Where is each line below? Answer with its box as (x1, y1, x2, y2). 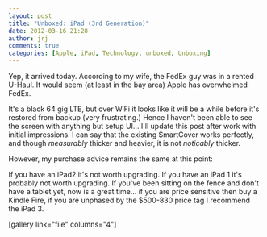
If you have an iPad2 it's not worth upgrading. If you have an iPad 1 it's (8, 170, 242, 179)
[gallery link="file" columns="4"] (8, 219, 117, 229)
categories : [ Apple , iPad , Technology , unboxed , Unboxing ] (8, 49, 211, 57)
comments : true (8, 42, 60, 50)
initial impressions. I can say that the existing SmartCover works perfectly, (8, 130, 254, 139)
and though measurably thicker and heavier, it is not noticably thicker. (8, 139, 240, 148)
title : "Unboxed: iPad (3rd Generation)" (8, 19, 150, 27)
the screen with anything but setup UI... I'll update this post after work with (8, 122, 257, 131)
